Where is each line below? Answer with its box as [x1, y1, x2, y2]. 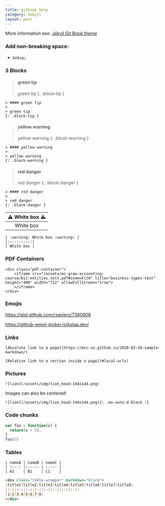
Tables [5, 449, 22, 456]
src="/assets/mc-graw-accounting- [32, 271, 104, 276]
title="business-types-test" [95, 276, 156, 281]
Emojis [5, 300, 22, 307]
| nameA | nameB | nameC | [5, 460, 62, 465]
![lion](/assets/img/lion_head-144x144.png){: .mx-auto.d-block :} [5, 400, 149, 405]
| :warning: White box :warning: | [5, 235, 80, 240]
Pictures [5, 370, 27, 377]
